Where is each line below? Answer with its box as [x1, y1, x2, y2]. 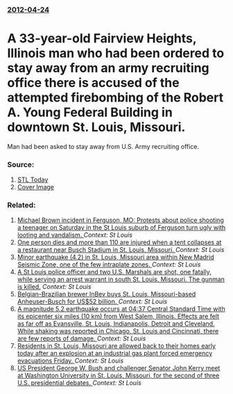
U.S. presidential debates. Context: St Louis [17, 379, 142, 387]
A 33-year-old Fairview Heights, [7, 31, 197, 47]
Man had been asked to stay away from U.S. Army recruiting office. [7, 142, 200, 150]
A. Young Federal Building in [7, 104, 173, 120]
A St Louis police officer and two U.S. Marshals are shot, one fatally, [17, 268, 212, 276]
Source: [7, 159, 35, 169]
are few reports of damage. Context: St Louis [17, 334, 146, 342]
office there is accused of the [7, 75, 180, 91]
